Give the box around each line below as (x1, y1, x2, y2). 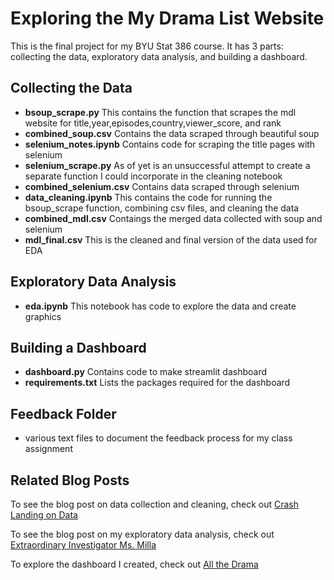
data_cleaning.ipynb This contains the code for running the (24, 191, 273, 203)
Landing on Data (10, 509, 78, 521)
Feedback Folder (10, 405, 117, 422)
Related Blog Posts (10, 472, 130, 489)
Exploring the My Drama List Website (10, 7, 325, 30)
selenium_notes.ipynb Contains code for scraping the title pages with (24, 138, 316, 150)
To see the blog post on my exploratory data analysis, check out (10, 528, 275, 540)
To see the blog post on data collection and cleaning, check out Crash (10, 498, 299, 510)
